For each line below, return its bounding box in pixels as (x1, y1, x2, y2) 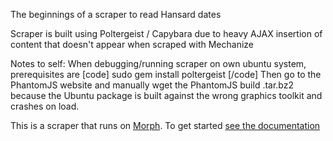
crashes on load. (10, 100, 80, 112)
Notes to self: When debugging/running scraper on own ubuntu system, (10, 58, 307, 69)
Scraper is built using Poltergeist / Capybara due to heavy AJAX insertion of (10, 28, 323, 39)
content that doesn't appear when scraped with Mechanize (10, 39, 254, 50)
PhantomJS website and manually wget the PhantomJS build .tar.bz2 (10, 79, 295, 91)
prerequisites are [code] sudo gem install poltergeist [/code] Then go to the (10, 69, 322, 80)
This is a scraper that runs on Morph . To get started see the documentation (10, 120, 321, 131)
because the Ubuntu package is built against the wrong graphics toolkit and (10, 90, 323, 101)
